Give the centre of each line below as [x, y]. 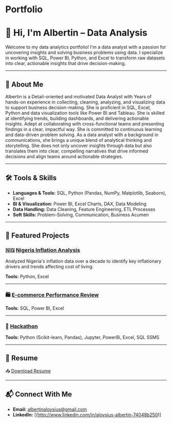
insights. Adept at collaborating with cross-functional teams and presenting [85, 123]
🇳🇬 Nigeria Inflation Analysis [43, 250]
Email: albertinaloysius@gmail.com [50, 409]
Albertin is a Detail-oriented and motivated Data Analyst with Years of [79, 96]
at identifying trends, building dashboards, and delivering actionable [77, 118]
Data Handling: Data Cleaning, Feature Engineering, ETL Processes [84, 209]
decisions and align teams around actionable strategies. [64, 156]
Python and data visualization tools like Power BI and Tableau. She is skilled [85, 113]
